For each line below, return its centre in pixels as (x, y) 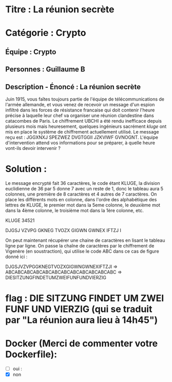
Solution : (26, 169)
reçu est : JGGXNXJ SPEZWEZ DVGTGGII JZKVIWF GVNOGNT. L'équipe (82, 137)
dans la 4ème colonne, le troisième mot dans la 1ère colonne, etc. (74, 210)
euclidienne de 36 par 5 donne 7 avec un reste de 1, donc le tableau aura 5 (84, 188)
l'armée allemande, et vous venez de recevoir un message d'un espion (80, 104)
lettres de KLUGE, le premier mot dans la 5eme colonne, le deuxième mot (83, 205)
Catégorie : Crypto (46, 33)
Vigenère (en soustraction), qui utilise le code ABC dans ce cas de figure (82, 251)
